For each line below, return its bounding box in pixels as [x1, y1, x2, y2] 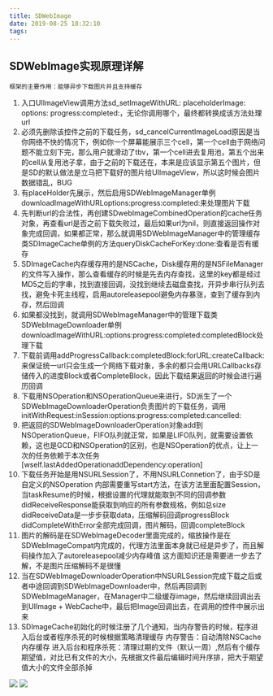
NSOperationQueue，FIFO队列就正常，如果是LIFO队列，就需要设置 [20, 430, 246, 440]
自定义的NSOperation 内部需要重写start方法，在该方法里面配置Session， [20, 480, 265, 489]
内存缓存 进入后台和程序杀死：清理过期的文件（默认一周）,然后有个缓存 [20, 642, 261, 652]
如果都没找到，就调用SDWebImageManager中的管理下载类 [20, 310, 218, 320]
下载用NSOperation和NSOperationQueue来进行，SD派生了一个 [20, 391, 232, 401]
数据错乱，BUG [20, 178, 72, 188]
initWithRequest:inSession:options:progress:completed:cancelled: [20, 411, 242, 420]
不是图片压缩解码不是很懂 [35, 561, 121, 571]
